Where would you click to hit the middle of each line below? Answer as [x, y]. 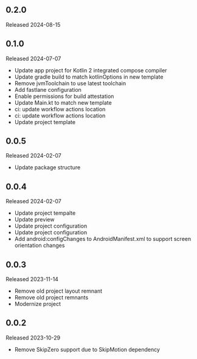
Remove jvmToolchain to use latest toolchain [70, 83]
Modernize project [38, 304]
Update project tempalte [45, 213]
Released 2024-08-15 [33, 24]
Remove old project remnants [51, 298]
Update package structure [47, 167]
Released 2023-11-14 [32, 279]
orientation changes [40, 245]
